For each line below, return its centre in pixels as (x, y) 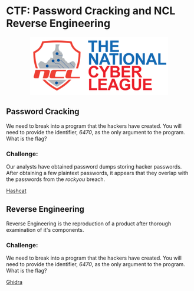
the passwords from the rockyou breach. (56, 179)
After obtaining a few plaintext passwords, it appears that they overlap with (97, 173)
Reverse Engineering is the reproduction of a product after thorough (89, 224)
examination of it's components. (45, 229)
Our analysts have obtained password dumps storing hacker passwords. (94, 167)
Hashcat (16, 191)
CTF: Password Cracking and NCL (91, 11)
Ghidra (14, 282)
